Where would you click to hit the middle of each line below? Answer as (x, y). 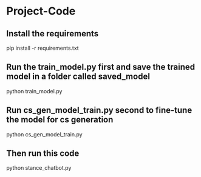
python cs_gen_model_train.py (45, 134)
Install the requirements (53, 34)
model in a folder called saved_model (78, 77)
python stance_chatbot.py (39, 168)
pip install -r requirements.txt (43, 48)
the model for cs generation (60, 120)
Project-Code (41, 11)
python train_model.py (34, 91)
